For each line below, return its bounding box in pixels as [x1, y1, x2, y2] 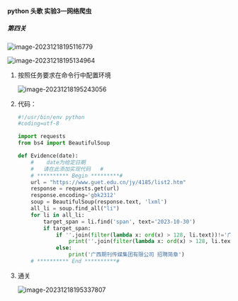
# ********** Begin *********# [30, 172, 123, 179]
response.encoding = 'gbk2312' [30, 192, 117, 199]
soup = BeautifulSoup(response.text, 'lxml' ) [30, 198, 168, 205]
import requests [17, 133, 66, 140]
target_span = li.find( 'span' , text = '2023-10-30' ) [43, 218, 196, 225]
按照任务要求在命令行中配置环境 [17, 71, 111, 79]
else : [55, 244, 72, 251]
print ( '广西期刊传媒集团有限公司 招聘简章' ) [68, 251, 186, 259]
